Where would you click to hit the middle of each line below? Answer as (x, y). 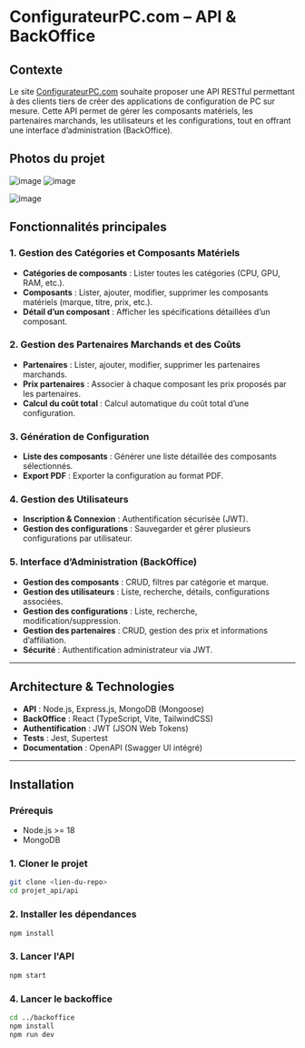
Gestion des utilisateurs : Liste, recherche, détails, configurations (146, 591)
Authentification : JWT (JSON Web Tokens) (105, 728)
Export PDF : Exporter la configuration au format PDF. (123, 476)
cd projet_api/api (44, 891)
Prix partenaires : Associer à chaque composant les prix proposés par (155, 383)
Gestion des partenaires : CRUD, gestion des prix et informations (145, 630)
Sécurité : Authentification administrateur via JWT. (118, 649)
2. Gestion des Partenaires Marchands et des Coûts (125, 345)
